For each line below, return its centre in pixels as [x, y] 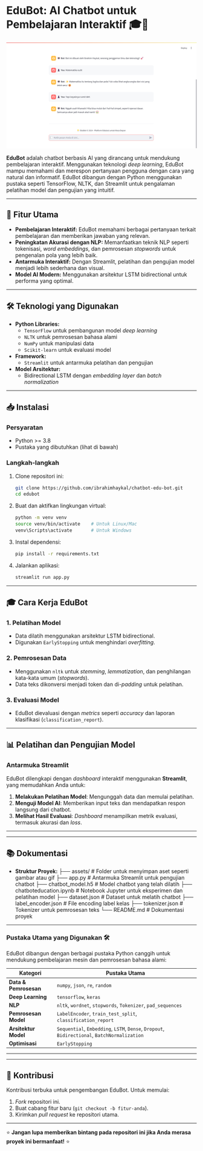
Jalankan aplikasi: [37, 565]
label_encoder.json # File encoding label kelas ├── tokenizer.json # [99, 903]
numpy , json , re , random [84, 985]
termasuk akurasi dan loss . [49, 822]
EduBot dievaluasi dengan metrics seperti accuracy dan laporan [95, 713]
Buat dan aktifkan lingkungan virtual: [61, 506]
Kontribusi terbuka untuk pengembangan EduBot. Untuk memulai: [88, 1090]
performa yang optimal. [44, 281]
